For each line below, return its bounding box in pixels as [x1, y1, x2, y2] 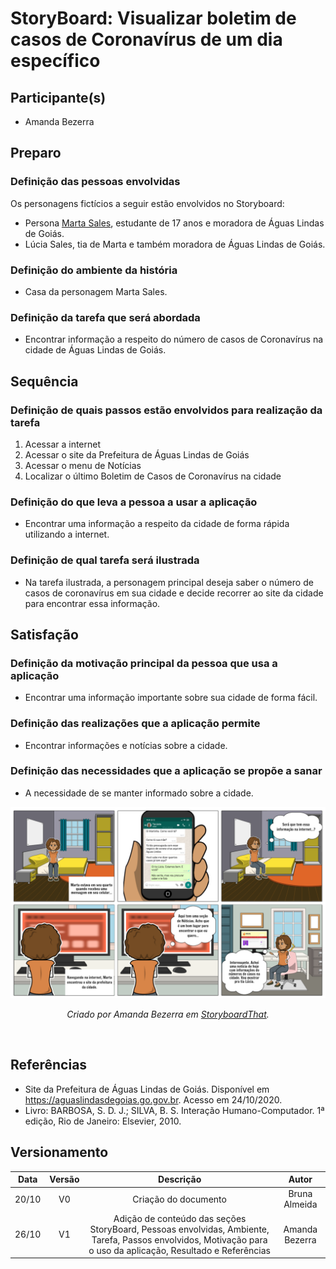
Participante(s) [10, 89, 107, 106]
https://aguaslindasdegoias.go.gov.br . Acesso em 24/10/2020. [24, 1093, 283, 1106]
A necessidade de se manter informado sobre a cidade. [24, 787, 254, 799]
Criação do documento [132, 1193, 227, 1205]
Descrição [158, 1173, 202, 1186]
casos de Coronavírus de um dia [10, 28, 283, 51]
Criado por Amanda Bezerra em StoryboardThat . [66, 1008, 270, 1020]
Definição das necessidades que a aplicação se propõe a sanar [10, 764, 323, 778]
